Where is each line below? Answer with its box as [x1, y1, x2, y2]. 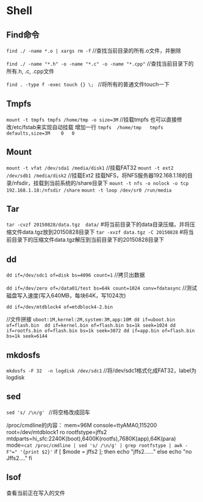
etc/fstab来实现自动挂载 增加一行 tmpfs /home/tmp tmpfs [13, 123, 163, 130]
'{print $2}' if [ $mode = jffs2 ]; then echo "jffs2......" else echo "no [20, 448, 192, 455]
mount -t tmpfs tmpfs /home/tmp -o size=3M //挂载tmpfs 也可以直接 [6, 116, 177, 123]
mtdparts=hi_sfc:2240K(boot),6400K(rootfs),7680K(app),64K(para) [6, 435, 176, 442]
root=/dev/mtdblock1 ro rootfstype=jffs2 [6, 428, 107, 435]
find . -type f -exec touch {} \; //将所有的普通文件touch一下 [6, 81, 169, 88]
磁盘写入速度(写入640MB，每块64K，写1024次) [6, 292, 126, 299]
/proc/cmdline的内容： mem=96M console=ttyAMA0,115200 [6, 421, 157, 429]
